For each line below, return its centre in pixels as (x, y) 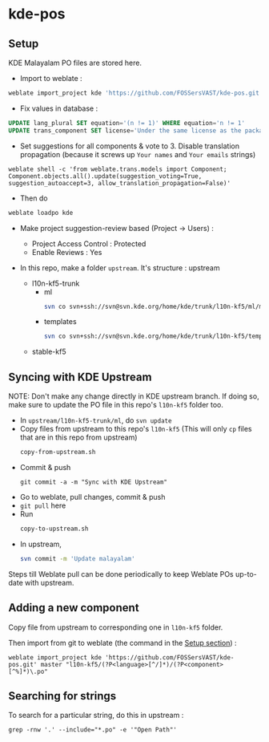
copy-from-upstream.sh (58, 452)
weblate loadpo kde (41, 213)
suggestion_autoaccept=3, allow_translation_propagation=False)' (119, 183)
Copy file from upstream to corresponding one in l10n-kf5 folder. (116, 627)
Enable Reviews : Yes (67, 252)
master (51, 664)
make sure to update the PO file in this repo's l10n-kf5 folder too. (116, 405)
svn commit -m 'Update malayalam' (77, 558)
